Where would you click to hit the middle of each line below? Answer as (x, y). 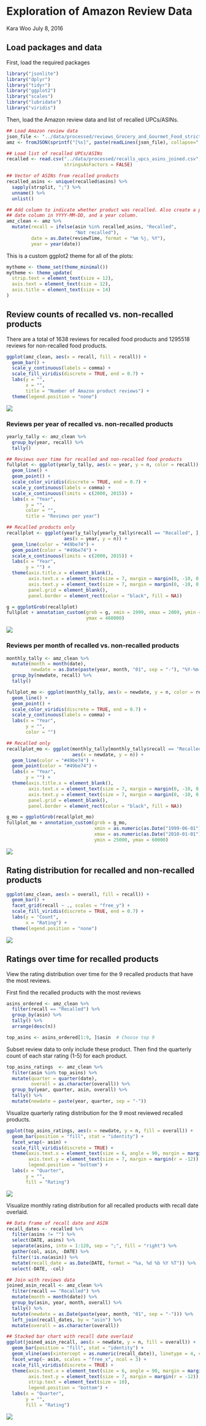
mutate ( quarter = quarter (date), (55, 1079)
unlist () (23, 199)
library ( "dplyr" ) (29, 79)
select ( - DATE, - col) (38, 1269)
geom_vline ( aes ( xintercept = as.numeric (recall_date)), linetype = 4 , (104, 1354)
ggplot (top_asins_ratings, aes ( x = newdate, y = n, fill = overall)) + (100, 1131)
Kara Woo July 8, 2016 (35, 28)
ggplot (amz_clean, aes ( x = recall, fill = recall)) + (77, 357)
